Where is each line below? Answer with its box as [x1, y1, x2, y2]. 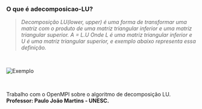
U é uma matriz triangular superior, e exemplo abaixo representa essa [21, 38, 196, 45]
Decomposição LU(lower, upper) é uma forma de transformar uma [21, 19, 187, 26]
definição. [21, 44, 46, 51]
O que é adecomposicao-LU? [6, 5, 93, 13]
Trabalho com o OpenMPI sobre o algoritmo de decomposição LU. [6, 91, 171, 98]
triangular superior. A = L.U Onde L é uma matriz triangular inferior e [21, 31, 192, 39]
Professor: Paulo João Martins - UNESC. [6, 97, 110, 104]
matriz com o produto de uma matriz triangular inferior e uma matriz [21, 25, 192, 32]
